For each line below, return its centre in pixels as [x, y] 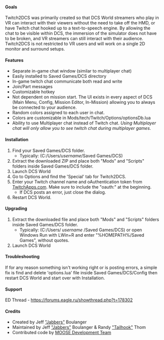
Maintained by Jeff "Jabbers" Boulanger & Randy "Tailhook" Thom [79, 327]
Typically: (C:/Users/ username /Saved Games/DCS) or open [81, 230]
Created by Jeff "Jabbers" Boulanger [49, 322]
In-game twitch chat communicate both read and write [67, 81]
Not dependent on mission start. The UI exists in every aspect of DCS [82, 97]
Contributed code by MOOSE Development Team [62, 333]
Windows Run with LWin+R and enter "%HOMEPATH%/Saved [82, 235]
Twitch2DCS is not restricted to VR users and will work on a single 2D [75, 44]
